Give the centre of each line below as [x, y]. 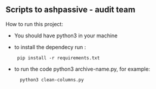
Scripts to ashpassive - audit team [71, 10]
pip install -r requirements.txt [58, 58]
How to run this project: [35, 24]
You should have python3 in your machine [66, 36]
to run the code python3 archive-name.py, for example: [82, 69]
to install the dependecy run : [50, 47]
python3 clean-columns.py [52, 80]
